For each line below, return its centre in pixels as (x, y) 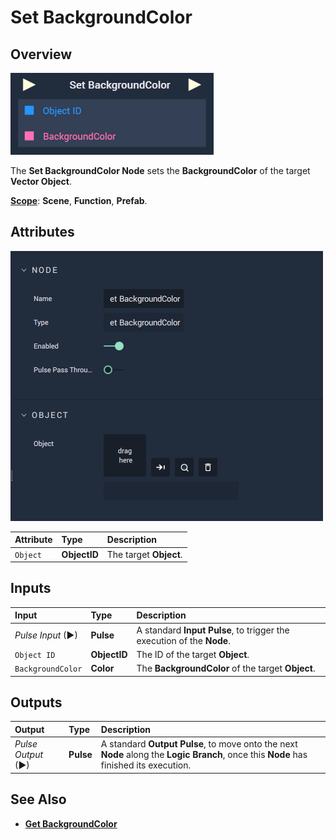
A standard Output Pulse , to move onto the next (199, 744)
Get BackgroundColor (71, 823)
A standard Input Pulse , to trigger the (213, 630)
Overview (41, 54)
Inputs (31, 588)
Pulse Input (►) (46, 635)
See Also (38, 799)
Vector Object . (41, 181)
